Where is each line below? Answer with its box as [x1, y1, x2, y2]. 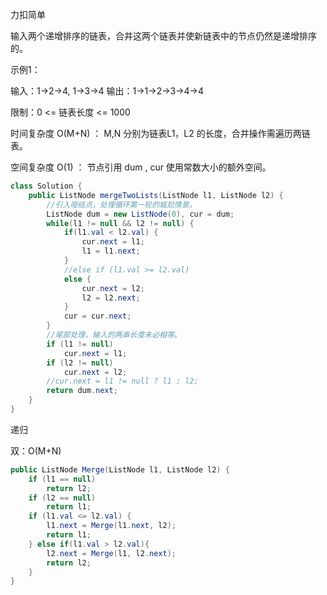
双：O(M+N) [10, 444, 62, 457]
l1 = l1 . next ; [81, 246, 141, 257]
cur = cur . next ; [63, 311, 132, 322]
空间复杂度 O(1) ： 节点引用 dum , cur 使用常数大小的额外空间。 [10, 161, 272, 173]
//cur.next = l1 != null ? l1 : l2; [46, 376, 199, 387]
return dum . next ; [46, 386, 118, 396]
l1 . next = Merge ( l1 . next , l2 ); [46, 521, 177, 531]
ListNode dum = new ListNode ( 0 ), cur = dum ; [46, 209, 235, 219]
